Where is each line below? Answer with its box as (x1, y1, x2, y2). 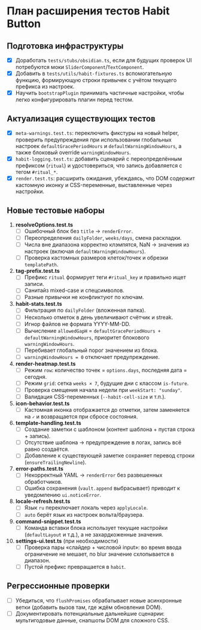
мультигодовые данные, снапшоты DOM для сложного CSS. (15, 616, 170, 624)
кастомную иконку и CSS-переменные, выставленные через (15, 182, 172, 189)
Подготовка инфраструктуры (7, 41, 124, 51)
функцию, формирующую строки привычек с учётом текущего (15, 77, 177, 84)
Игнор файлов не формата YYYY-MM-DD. (24, 320, 131, 327)
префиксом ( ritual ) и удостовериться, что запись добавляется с (15, 162, 182, 169)
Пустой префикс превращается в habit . (24, 563, 126, 570)
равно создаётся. (24, 445, 69, 453)
